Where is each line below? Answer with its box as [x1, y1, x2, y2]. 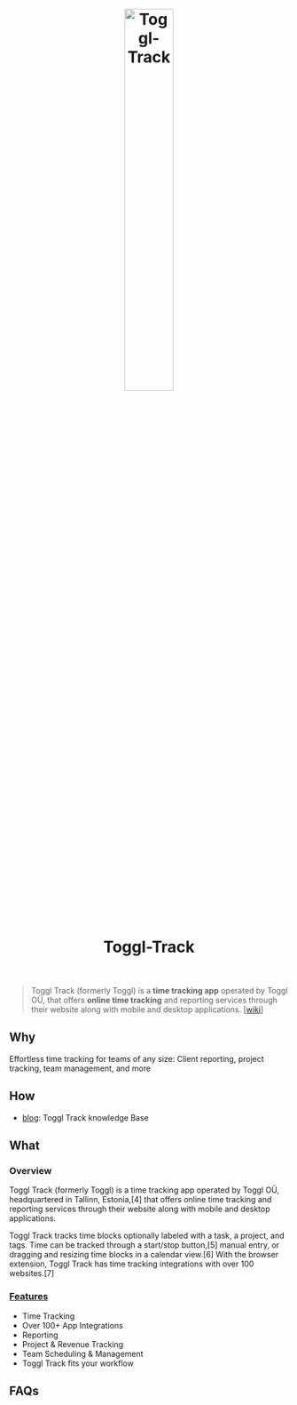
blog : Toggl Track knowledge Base [21, 1112, 149, 1122]
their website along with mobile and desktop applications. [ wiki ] [30, 1003, 264, 1015]
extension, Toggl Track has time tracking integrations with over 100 [9, 1258, 254, 1269]
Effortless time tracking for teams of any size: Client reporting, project [9, 1053, 264, 1064]
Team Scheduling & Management [21, 1348, 144, 1359]
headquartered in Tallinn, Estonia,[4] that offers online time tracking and [9, 1194, 272, 1205]
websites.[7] [9, 1268, 55, 1279]
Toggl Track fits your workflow [21, 1358, 135, 1369]
